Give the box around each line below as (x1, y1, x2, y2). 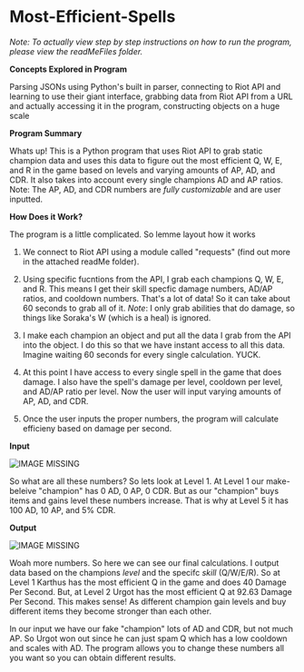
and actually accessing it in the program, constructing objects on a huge (9, 100, 280, 111)
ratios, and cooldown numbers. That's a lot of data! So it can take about (22, 292, 290, 303)
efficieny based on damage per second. (22, 422, 172, 433)
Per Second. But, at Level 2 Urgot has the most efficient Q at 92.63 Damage (9, 586, 292, 597)
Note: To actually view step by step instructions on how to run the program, (9, 36, 292, 47)
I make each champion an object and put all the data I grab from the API (22, 330, 292, 341)
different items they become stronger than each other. (9, 606, 211, 617)
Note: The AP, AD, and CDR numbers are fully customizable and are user (9, 183, 281, 194)
